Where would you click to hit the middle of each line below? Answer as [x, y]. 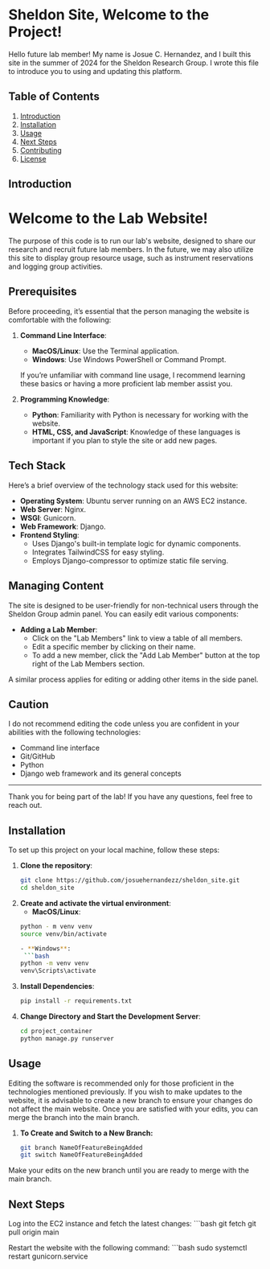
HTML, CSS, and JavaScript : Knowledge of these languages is [136, 431]
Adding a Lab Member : [59, 629]
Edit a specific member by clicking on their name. [114, 646]
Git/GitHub [37, 756]
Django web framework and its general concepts [101, 773]
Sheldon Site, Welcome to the [109, 15]
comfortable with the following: [60, 319]
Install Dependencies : [57, 987]
